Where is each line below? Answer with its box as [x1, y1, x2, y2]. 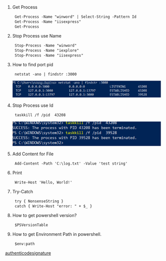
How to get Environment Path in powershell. [12, 231, 102, 237]
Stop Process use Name [12, 33, 62, 39]
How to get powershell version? [12, 213, 77, 218]
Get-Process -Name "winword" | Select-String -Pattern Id [14, 14, 137, 19]
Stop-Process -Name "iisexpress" [14, 53, 83, 58]
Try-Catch [12, 189, 34, 195]
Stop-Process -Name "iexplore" [14, 48, 79, 53]
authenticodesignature [5, 250, 51, 256]
